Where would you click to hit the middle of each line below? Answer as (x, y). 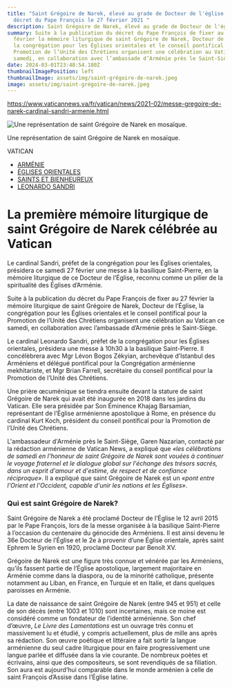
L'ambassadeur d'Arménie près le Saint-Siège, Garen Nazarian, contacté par (116, 441)
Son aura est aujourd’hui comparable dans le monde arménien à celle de (110, 670)
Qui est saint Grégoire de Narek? (63, 504)
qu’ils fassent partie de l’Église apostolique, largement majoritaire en (104, 568)
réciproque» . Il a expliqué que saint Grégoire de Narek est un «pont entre (111, 478)
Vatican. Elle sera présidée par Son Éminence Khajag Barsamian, (99, 406)
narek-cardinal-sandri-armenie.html (58, 111)
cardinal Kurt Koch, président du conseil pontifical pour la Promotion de (109, 421)
